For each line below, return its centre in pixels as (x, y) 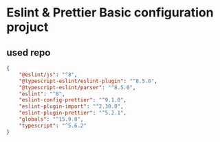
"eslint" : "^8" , (42, 94)
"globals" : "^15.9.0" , (51, 119)
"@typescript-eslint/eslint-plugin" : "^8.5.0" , (88, 81)
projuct (27, 27)
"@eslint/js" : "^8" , (48, 74)
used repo (29, 52)
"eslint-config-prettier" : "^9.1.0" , (73, 100)
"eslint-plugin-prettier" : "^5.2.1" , (73, 113)
